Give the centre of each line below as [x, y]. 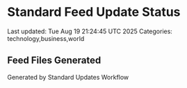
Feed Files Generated [54, 61]
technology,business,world [46, 38]
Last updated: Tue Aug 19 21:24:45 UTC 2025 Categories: [90, 31]
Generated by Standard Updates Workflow [68, 77]
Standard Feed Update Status [94, 12]
